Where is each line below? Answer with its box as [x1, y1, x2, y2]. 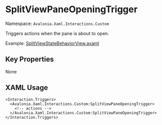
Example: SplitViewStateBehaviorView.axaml [5, 40, 99, 46]
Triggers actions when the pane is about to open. [5, 30, 109, 36]
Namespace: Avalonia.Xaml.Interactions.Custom [5, 20, 109, 27]
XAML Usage [5, 83, 48, 92]
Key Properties [5, 55, 54, 64]
